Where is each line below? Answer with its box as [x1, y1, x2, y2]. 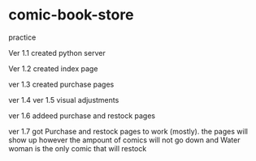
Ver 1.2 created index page [8, 63, 98, 74]
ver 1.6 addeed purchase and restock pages [8, 111, 156, 121]
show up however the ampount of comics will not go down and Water [8, 135, 241, 145]
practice [8, 32, 37, 42]
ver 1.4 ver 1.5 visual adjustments [8, 95, 119, 104]
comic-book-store [8, 6, 134, 24]
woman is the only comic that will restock [8, 143, 147, 153]
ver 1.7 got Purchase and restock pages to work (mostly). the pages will [8, 126, 248, 136]
